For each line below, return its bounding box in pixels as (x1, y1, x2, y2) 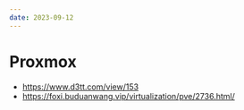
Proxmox (9, 51, 78, 72)
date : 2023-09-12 (9, 13, 74, 22)
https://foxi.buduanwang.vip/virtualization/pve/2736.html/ (21, 90, 235, 101)
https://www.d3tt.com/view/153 (21, 81, 139, 92)
